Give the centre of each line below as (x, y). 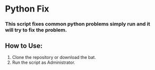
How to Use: (24, 46)
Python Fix (27, 9)
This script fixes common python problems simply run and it (78, 24)
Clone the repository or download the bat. (54, 57)
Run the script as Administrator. (43, 62)
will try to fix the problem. (36, 30)
